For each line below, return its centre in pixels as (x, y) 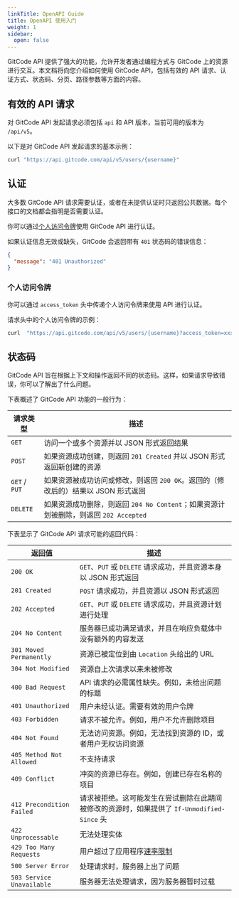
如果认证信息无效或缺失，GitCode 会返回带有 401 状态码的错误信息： (108, 241)
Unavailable (31, 885)
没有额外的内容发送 (112, 639)
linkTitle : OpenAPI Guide (46, 14)
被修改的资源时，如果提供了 (126, 809)
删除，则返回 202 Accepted (102, 515)
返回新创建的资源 (73, 467)
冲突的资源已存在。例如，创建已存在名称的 (151, 774)
